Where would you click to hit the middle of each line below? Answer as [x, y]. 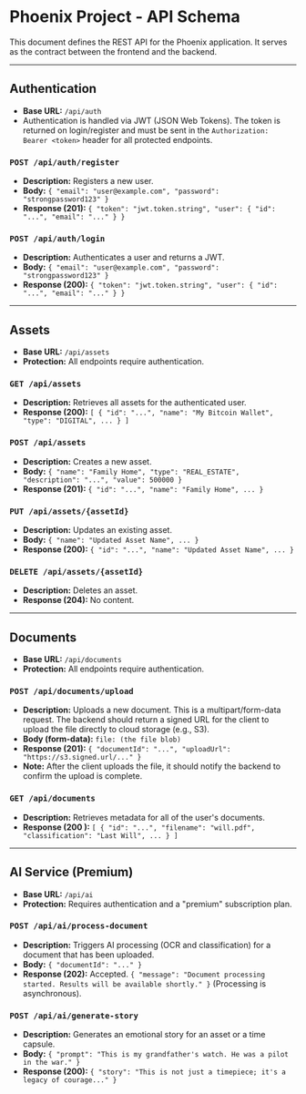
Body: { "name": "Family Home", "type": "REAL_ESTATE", [131, 471]
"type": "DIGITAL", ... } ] [76, 421]
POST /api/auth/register [65, 162]
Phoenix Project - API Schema [125, 17]
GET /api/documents [52, 798]
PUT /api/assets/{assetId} [69, 511]
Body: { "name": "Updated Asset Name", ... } [111, 540]
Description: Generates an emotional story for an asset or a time [144, 1035]
